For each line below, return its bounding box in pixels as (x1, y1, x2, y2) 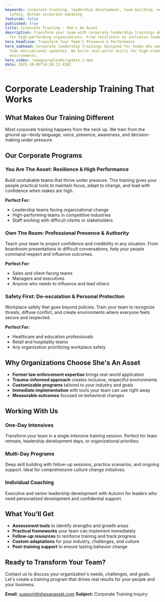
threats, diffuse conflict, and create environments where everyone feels (5, 309, 150, 315)
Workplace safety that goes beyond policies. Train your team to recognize (5, 304, 155, 310)
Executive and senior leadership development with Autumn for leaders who (5, 490, 157, 496)
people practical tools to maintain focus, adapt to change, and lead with (5, 182, 150, 188)
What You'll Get (5, 509, 54, 518)
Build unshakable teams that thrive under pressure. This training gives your (5, 177, 157, 183)
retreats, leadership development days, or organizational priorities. (5, 438, 140, 444)
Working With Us (5, 407, 58, 415)
